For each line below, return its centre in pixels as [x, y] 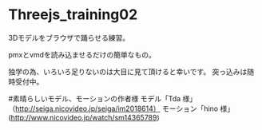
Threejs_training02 [73, 15]
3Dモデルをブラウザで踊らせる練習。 [69, 37]
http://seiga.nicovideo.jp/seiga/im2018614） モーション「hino [117, 108]
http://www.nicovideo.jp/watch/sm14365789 [84, 117]
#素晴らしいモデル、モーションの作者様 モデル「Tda [95, 98]
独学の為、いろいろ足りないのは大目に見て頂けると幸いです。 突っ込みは [128, 71]
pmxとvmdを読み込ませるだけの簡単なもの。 [82, 54]
